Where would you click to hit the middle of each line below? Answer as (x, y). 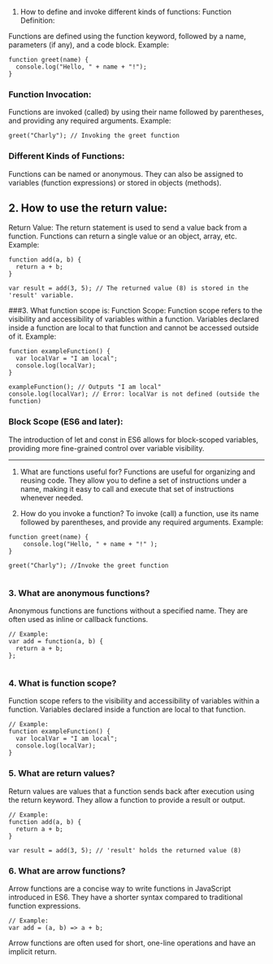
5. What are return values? (62, 773)
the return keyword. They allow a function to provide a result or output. (127, 800)
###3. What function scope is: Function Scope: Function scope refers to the (135, 311)
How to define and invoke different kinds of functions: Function (126, 12)
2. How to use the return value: (88, 208)
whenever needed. (52, 497)
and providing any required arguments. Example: (90, 120)
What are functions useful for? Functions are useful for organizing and (138, 471)
